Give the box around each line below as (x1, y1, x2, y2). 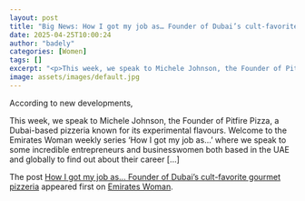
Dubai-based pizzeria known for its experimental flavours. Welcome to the (9, 125, 288, 136)
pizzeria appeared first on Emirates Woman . (9, 181, 174, 192)
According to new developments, (9, 97, 133, 108)
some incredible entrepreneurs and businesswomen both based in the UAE (9, 144, 290, 155)
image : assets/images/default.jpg (9, 73, 141, 82)
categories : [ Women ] (9, 47, 88, 56)
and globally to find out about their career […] (9, 154, 180, 165)
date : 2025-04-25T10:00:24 (9, 30, 112, 39)
